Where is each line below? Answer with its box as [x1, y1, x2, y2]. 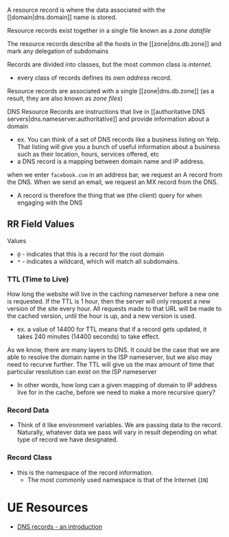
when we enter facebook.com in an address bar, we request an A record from [7, 171, 223, 179]
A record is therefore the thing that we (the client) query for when [16, 192, 202, 199]
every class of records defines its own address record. [16, 73, 172, 82]
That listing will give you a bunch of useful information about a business [16, 143, 221, 150]
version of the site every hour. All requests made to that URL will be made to [7, 305, 222, 313]
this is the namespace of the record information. [16, 468, 154, 477]
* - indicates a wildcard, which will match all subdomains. [16, 257, 180, 265]
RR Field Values [7, 218, 75, 230]
